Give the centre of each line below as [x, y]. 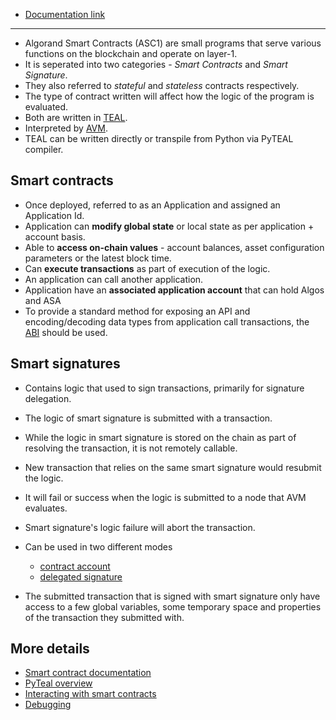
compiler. [44, 149]
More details [50, 649]
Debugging [48, 705]
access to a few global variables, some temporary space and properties [173, 606]
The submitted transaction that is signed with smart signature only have [172, 596]
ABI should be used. [66, 332]
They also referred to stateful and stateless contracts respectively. [162, 85]
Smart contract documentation [88, 673]
